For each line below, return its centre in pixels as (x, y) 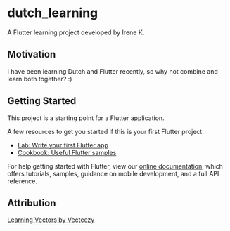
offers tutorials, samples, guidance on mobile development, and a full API (113, 173)
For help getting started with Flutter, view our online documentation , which (115, 166)
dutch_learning (53, 13)
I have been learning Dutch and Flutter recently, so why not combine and (113, 71)
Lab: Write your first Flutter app (63, 145)
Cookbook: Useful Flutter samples (67, 152)
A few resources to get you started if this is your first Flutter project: (106, 131)
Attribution (32, 203)
